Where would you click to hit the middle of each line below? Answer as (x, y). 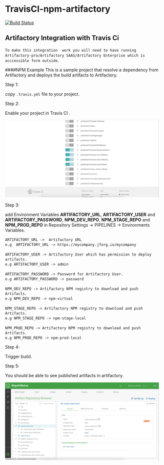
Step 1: (12, 84)
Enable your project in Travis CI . (38, 113)
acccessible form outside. (32, 61)
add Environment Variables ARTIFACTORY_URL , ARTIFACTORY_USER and (80, 215)
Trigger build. (19, 357)
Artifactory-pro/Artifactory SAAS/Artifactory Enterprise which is (75, 55)
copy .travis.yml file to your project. (42, 94)
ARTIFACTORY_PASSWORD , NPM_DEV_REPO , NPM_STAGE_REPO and (78, 220)
